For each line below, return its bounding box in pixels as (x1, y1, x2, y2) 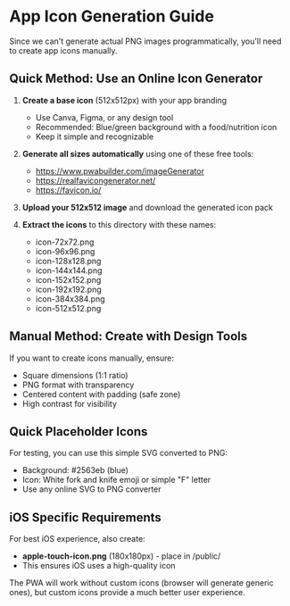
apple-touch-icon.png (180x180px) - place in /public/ (21, 551, 221, 561)
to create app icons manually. (9, 45, 118, 55)
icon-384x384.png (35, 293, 105, 304)
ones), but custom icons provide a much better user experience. (9, 587, 245, 598)
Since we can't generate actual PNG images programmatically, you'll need (9, 36, 282, 46)
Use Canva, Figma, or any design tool (35, 112, 174, 122)
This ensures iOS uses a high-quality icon (21, 560, 176, 571)
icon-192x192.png (35, 284, 103, 295)
